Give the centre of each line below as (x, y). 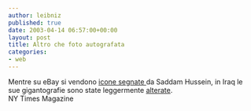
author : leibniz (35, 15)
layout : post (30, 37)
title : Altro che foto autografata (66, 45)
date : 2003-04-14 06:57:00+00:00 (63, 30)
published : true (35, 23)
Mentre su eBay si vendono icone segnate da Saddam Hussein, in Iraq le (125, 81)
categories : (28, 52)
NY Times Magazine (41, 98)
